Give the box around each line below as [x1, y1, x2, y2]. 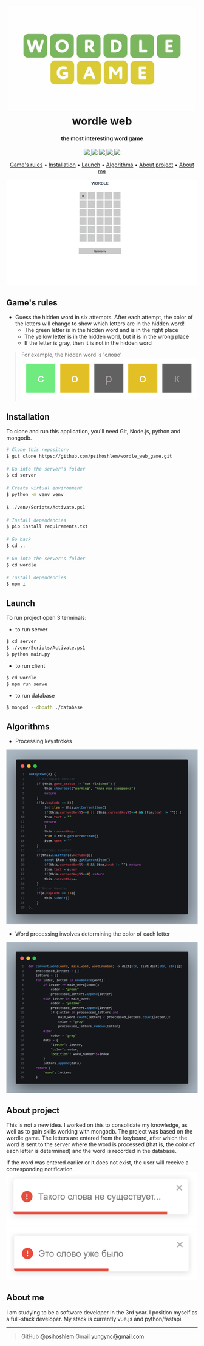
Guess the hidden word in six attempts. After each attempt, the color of [15, 313, 193, 321]
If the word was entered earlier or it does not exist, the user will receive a [6, 1159, 189, 1166]
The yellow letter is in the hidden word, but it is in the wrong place [24, 333, 189, 340]
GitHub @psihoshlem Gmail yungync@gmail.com [21, 1333, 144, 1340]
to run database [15, 692, 55, 699]
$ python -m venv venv [6, 492, 64, 498]
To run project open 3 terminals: [6, 614, 87, 621]
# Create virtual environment [6, 485, 83, 491]
